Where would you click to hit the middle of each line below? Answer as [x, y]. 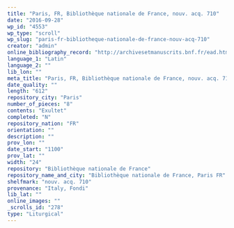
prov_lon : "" [26, 143]
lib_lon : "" [24, 72]
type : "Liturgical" [36, 214]
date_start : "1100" [36, 149]
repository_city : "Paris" [45, 98]
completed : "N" [29, 117]
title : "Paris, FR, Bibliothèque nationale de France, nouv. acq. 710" [113, 14]
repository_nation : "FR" [43, 123]
